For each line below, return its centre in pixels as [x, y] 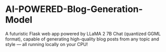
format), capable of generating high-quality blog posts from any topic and [82, 39]
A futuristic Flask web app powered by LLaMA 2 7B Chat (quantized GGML [83, 33]
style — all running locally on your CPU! [47, 44]
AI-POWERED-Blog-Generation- [74, 9]
